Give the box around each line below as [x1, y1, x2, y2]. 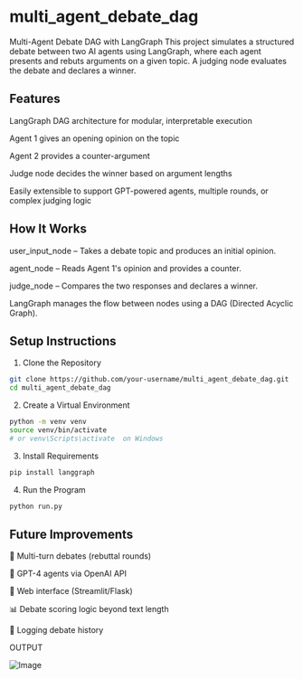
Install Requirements [22, 450, 99, 461]
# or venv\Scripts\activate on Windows [9, 434, 165, 443]
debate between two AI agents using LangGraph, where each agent [9, 45, 262, 56]
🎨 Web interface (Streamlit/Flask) [9, 586, 133, 597]
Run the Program [22, 484, 86, 495]
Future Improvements [9, 526, 134, 542]
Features [9, 91, 61, 107]
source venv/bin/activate [9, 426, 107, 435]
